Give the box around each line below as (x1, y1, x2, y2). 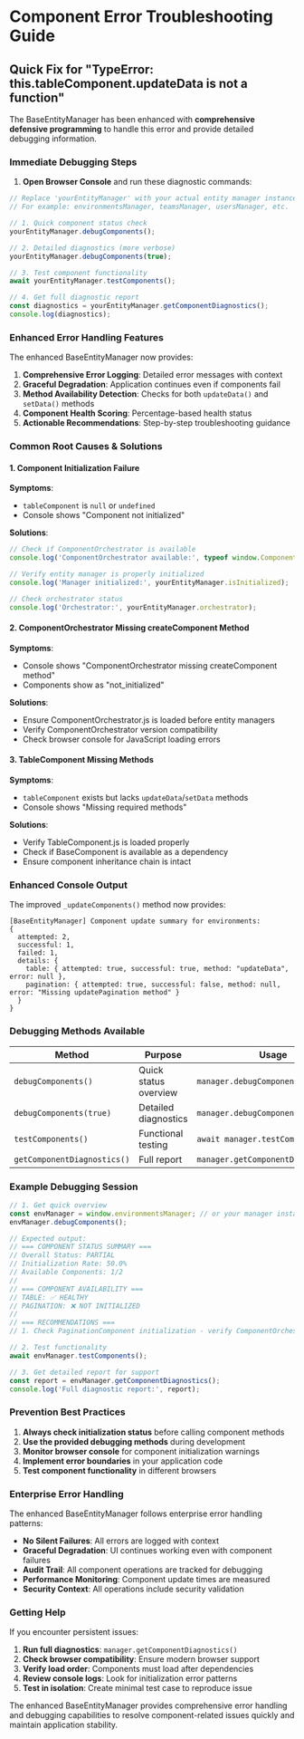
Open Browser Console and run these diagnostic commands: (22, 177, 252, 187)
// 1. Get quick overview (9, 1200, 107, 1210)
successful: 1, (17, 940, 75, 950)
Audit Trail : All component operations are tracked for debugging (22, 1564, 263, 1575)
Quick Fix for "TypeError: (9, 62, 154, 77)
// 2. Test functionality (9, 1343, 107, 1352)
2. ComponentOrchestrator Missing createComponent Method (9, 622, 250, 633)
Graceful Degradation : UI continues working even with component (22, 1544, 273, 1555)
